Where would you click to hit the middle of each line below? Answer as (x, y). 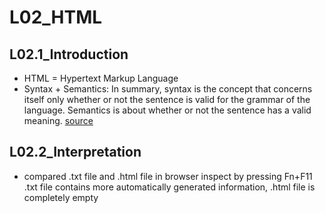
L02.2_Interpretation (75, 152)
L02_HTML (56, 17)
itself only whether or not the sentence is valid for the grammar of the (167, 99)
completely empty (61, 197)
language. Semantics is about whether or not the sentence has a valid (167, 110)
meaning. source (58, 120)
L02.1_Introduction (69, 54)
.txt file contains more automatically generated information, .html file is (169, 187)
